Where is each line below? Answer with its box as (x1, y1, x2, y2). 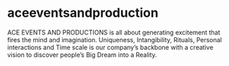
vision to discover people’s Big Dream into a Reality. (7, 51, 157, 59)
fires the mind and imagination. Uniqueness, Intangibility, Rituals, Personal (7, 35, 222, 44)
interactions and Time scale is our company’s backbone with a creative (7, 43, 213, 51)
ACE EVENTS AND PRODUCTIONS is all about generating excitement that (7, 28, 221, 37)
